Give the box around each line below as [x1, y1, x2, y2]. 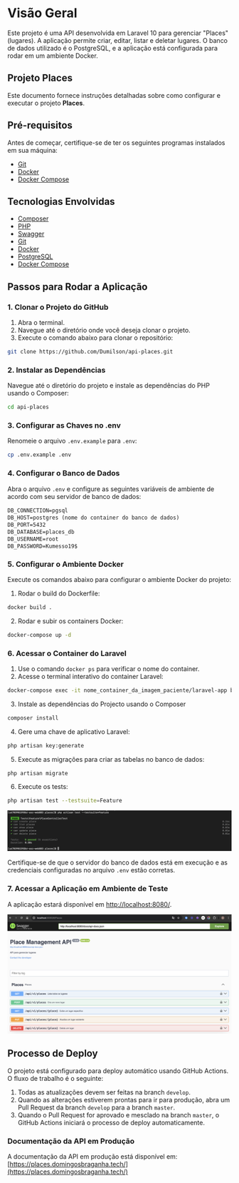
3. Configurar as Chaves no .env [7, 421, 121, 431]
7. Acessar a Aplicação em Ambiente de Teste [7, 884, 169, 894]
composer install [7, 714, 59, 722]
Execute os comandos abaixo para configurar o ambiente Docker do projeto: [7, 575, 232, 583]
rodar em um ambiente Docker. [7, 51, 98, 60]
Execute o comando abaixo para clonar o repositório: [17, 333, 174, 342]
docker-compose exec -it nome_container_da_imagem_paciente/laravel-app [7, 687, 228, 694]
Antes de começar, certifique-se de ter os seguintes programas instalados [7, 138, 225, 147]
